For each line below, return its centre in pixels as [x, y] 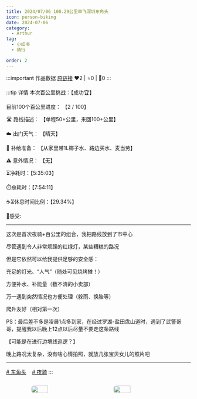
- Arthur [22, 34]
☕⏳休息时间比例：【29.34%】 [42, 201]
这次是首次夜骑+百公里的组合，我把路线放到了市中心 [69, 234]
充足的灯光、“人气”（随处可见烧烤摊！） [55, 271]
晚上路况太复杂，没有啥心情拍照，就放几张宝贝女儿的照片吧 [78, 354]
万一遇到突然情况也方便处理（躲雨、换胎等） [60, 296]
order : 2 [17, 60]
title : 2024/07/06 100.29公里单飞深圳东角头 [57, 11]
